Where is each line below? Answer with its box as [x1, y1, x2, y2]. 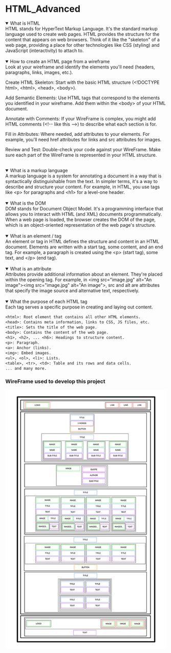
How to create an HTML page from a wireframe [10, 58, 110, 64]
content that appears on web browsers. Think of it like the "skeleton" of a [5, 37, 160, 43]
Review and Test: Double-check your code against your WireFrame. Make [5, 146, 161, 152]
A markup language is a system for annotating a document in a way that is [5, 173, 162, 179]
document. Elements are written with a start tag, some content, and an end [5, 244, 163, 250]
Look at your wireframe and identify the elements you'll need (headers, [5, 64, 155, 70]
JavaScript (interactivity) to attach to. [5, 47, 84, 53]
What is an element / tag [10, 232, 62, 239]
